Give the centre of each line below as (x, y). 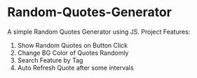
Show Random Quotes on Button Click (73, 45)
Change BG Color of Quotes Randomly (73, 53)
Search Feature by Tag (50, 60)
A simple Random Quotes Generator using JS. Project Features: (99, 32)
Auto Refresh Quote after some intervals (76, 67)
